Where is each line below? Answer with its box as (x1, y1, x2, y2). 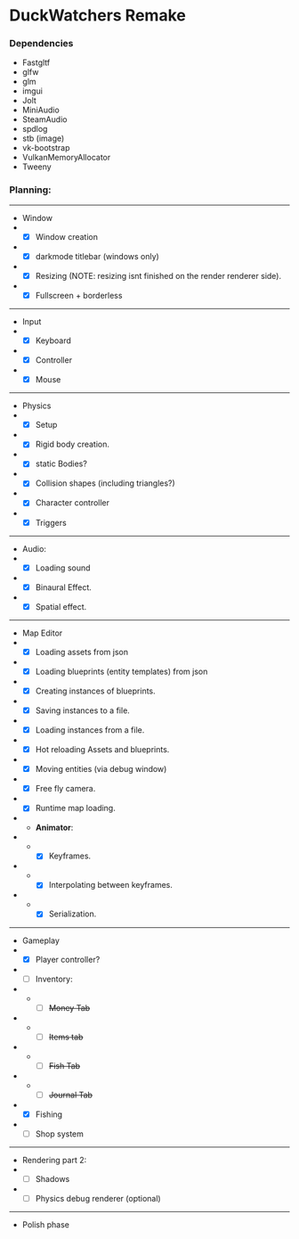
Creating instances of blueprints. (35, 685, 156, 696)
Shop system (35, 1128, 85, 1139)
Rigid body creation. (35, 439, 109, 450)
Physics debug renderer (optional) (35, 1194, 162, 1204)
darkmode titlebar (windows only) (35, 250, 160, 261)
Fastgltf (21, 57, 51, 68)
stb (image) (21, 133, 65, 144)
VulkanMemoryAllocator (21, 152, 111, 163)
